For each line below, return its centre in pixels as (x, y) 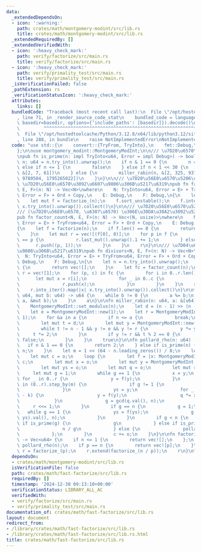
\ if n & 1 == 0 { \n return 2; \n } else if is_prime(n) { (107, 345)
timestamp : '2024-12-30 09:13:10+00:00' (63, 484)
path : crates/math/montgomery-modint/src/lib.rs (79, 28)
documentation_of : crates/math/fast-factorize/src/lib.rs (80, 512)
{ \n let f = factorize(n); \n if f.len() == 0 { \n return (107, 228)
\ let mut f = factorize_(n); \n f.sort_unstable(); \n (93, 201)
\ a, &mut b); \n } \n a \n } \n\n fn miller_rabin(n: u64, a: (98, 301)
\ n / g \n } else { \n (79, 429)
